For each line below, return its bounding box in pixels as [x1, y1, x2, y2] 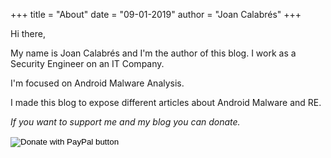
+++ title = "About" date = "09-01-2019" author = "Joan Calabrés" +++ [10, 9, 302, 20]
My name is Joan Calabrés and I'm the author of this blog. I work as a [10, 47, 297, 59]
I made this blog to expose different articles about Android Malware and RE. [10, 97, 322, 108]
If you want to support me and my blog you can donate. [10, 116, 241, 128]
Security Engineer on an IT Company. [10, 58, 165, 69]
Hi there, [10, 28, 46, 39]
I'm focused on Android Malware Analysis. [10, 77, 185, 89]
